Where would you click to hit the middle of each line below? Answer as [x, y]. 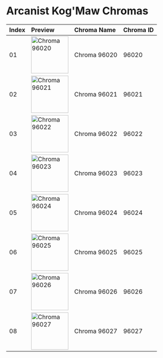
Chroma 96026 [96, 291]
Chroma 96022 [96, 133]
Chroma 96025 [96, 252]
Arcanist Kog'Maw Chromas [77, 11]
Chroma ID [138, 30]
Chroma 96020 [96, 55]
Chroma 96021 [96, 94]
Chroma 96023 [96, 173]
